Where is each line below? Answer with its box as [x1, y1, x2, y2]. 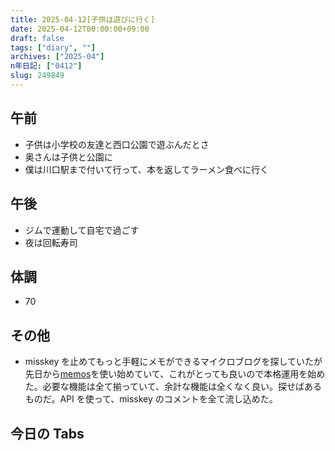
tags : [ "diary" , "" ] [10, 42, 97, 53]
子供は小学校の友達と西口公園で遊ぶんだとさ [24, 138, 210, 150]
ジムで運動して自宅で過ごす [24, 224, 140, 236]
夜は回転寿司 [24, 236, 78, 248]
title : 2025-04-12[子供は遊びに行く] [10, 14, 156, 25]
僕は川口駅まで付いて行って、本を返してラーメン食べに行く [24, 163, 269, 175]
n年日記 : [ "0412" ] [10, 61, 83, 71]
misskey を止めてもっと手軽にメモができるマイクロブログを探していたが [24, 356, 323, 368]
